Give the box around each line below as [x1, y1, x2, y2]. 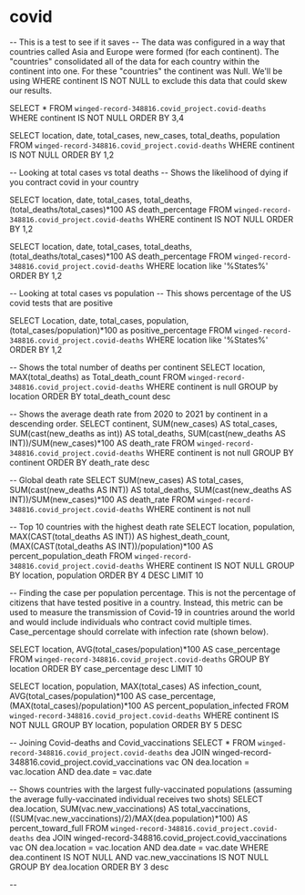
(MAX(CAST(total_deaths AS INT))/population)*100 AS [9, 540, 214, 551]
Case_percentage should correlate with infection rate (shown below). [9, 626, 269, 637]
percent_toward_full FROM [9, 822, 109, 833]
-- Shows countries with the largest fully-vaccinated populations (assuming [9, 784, 293, 795]
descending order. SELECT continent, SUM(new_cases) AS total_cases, [9, 417, 278, 429]
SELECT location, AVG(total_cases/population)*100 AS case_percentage [9, 643, 280, 654]
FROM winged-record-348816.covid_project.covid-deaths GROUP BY [9, 653, 270, 664]
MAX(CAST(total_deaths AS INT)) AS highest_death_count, [9, 530, 230, 541]
